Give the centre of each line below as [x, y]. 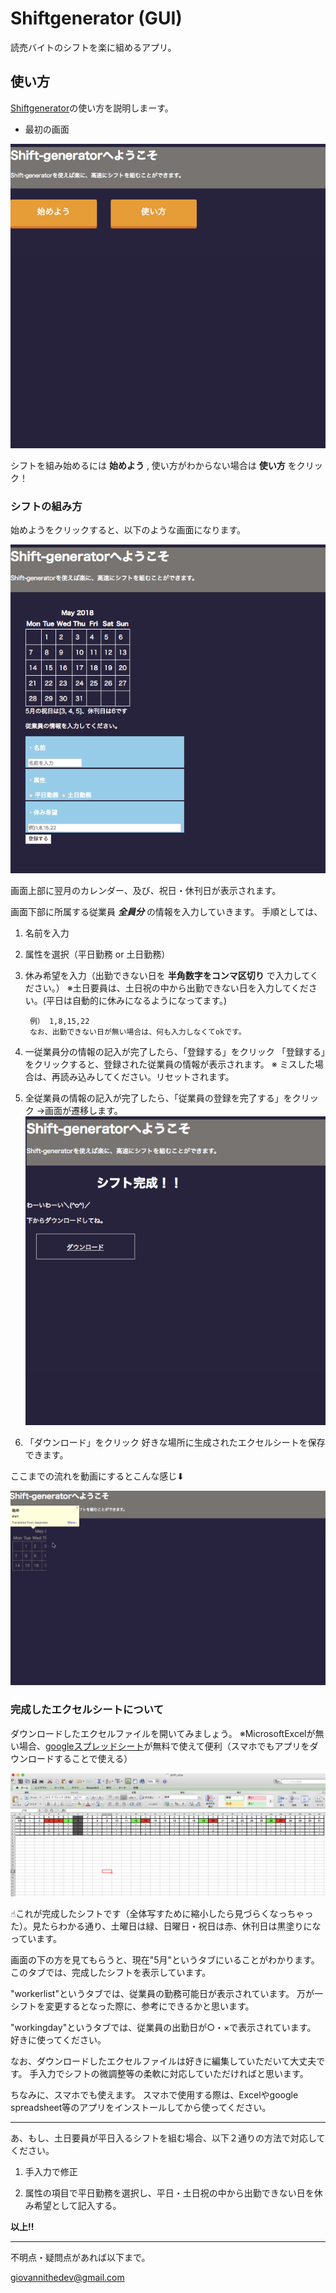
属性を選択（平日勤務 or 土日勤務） [97, 954]
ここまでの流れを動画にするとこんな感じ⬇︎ [97, 1476]
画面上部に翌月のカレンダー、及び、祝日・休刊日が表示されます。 [146, 890]
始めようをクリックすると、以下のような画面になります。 [128, 530]
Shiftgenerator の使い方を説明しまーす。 [92, 108]
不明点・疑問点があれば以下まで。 [80, 2257]
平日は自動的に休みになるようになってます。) [136, 1000]
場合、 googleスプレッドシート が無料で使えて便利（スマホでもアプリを [164, 1746]
